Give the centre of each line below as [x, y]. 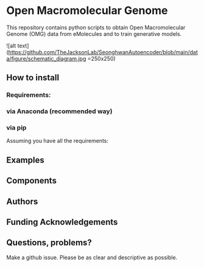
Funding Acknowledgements [62, 222]
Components [31, 181]
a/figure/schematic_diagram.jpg [46, 58]
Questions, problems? [49, 243]
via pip [16, 128]
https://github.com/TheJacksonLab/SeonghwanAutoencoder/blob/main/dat [103, 52]
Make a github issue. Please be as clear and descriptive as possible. [92, 257]
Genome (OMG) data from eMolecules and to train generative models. [94, 33]
